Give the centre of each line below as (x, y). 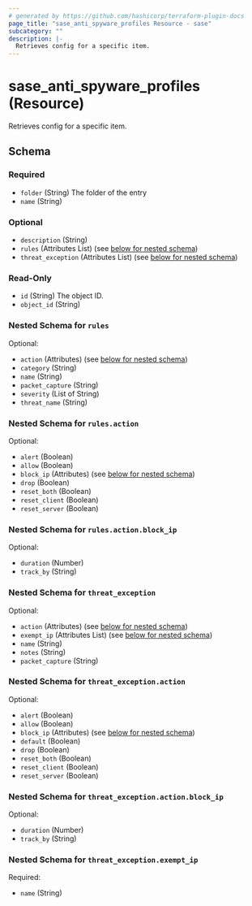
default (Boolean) (50, 741)
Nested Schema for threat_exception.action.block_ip (116, 796)
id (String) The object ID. (62, 296)
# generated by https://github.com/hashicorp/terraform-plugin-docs (126, 16)
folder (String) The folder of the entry (83, 193)
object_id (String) (50, 305)
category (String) (48, 367)
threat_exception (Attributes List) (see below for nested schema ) (129, 258)
